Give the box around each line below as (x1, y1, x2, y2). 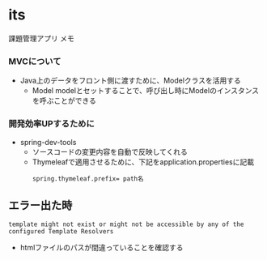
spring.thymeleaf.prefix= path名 (32, 174, 144, 183)
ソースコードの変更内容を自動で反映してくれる (32, 147, 189, 156)
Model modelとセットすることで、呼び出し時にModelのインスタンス (32, 86, 260, 96)
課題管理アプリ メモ (8, 33, 74, 43)
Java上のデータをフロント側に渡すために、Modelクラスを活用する (19, 75, 241, 86)
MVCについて (8, 55, 61, 66)
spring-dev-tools (19, 137, 77, 147)
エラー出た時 (8, 198, 73, 212)
